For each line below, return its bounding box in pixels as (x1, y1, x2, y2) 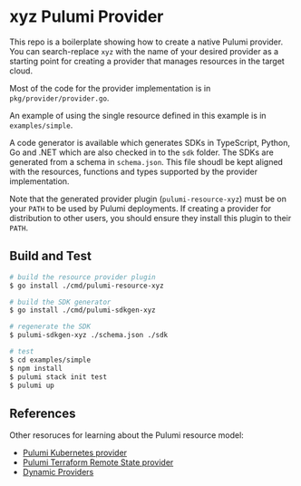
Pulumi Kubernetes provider (22, 447, 128, 459)
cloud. (9, 65, 34, 76)
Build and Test (9, 248, 92, 264)
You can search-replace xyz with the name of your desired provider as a (9, 45, 279, 56)
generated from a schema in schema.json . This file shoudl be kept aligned (9, 156, 284, 167)
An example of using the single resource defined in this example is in (9, 110, 267, 121)
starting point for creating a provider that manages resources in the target (9, 55, 286, 66)
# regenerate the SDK (9, 322, 92, 332)
